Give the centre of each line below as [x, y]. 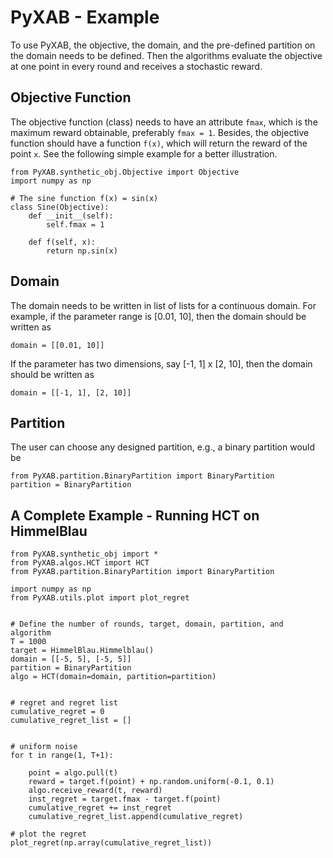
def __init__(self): [71, 216]
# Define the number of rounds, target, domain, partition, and [147, 624]
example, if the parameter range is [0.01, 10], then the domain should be [158, 316]
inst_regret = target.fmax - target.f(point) [125, 799]
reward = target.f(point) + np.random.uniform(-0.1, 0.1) [151, 782]
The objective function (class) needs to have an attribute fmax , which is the [164, 122]
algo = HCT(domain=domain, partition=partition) [113, 677]
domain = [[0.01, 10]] [57, 345]
